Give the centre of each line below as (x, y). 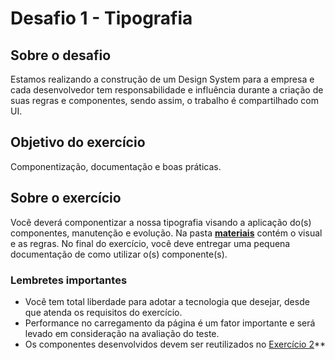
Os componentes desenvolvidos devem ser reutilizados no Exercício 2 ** (175, 344)
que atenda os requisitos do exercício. (103, 312)
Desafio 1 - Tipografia (101, 18)
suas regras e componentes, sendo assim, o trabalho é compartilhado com (164, 100)
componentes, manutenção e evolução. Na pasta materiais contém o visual (166, 233)
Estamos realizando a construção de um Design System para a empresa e (162, 79)
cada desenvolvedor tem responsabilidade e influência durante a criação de (167, 90)
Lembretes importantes (69, 280)
